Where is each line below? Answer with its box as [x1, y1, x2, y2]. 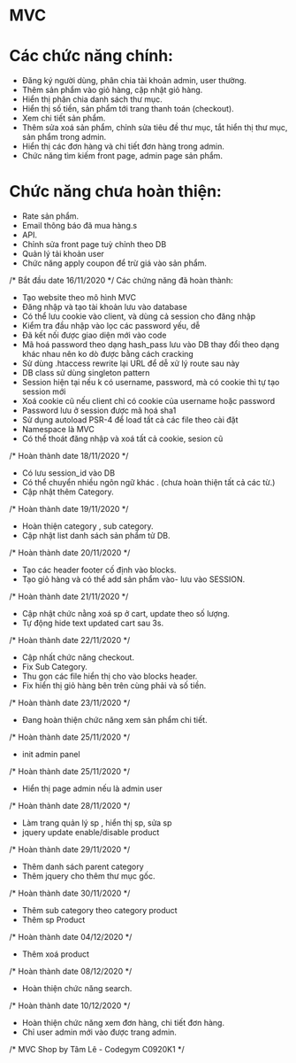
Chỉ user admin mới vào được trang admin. [21, 1027, 177, 1037]
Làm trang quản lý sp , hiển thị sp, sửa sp [21, 818, 172, 828]
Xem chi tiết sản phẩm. [21, 113, 106, 124]
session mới [21, 386, 66, 397]
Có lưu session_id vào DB [21, 468, 116, 478]
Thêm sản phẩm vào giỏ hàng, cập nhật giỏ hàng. [21, 85, 203, 96]
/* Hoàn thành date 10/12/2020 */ [9, 1000, 131, 1011]
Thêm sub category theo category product [21, 905, 178, 916]
